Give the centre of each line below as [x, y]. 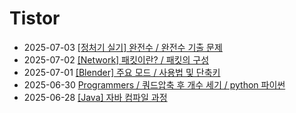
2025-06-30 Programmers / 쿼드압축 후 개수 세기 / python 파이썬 [154, 84]
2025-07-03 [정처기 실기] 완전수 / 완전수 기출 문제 [123, 47]
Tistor [35, 18]
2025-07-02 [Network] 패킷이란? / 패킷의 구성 [116, 59]
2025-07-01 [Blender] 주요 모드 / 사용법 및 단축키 [122, 72]
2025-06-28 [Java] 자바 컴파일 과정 [95, 97]
